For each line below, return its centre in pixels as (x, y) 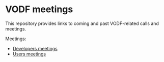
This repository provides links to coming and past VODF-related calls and (82, 23)
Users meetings (29, 54)
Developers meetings (35, 48)
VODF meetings (39, 9)
